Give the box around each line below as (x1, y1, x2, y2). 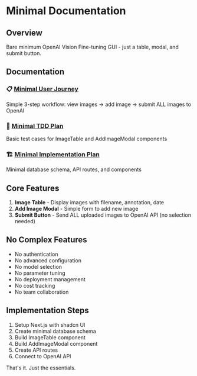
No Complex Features (6, 235, 87, 245)
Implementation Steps (6, 306, 90, 316)
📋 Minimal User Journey (6, 85, 78, 93)
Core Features (6, 183, 60, 193)
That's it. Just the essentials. (6, 364, 76, 371)
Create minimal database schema (14, 327, 96, 335)
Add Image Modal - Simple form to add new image (14, 205, 139, 213)
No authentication (14, 250, 58, 258)
